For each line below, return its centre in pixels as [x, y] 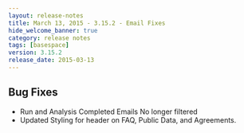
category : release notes [49, 38]
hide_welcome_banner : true [53, 30]
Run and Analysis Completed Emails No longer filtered [108, 111]
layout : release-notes [46, 16]
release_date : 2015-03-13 [51, 61]
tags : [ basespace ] [39, 45]
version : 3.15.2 [35, 53]
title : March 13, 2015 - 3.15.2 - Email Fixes [87, 23]
